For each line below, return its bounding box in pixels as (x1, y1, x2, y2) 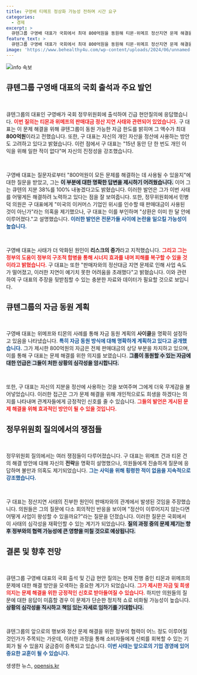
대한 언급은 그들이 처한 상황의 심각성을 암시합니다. (6, 360, 119, 367)
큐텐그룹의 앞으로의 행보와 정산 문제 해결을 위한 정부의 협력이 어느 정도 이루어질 (6, 628, 188, 634)
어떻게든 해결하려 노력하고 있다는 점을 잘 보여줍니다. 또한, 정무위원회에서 (12, 193, 178, 200)
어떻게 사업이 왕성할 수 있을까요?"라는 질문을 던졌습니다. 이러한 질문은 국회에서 (6, 513, 186, 520)
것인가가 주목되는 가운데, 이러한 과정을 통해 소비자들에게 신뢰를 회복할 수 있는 (6, 635, 183, 642)
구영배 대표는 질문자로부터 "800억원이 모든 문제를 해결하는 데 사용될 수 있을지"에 (6, 171, 191, 178)
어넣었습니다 (6, 391, 35, 398)
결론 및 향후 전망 (6, 546, 62, 556)
